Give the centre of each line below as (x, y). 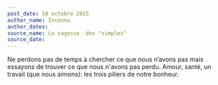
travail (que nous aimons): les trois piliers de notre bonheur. (93, 75)
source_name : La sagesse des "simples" (67, 33)
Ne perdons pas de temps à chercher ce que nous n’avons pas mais (105, 59)
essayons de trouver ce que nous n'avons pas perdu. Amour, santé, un (109, 67)
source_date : (26, 40)
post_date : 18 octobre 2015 (48, 14)
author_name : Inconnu (39, 20)
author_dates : (28, 26)
